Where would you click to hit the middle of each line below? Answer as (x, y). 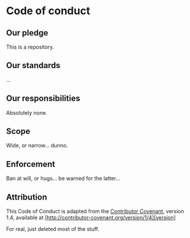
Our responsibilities (43, 99)
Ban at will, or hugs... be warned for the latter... (63, 178)
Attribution (27, 197)
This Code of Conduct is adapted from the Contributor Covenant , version (95, 211)
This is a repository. (30, 47)
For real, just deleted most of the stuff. (53, 229)
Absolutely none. (27, 112)
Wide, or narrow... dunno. (37, 146)
